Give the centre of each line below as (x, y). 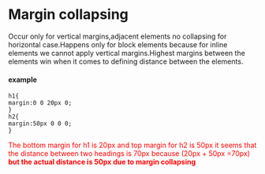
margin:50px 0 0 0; (40, 124)
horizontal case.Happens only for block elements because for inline (118, 44)
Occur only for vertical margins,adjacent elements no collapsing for (118, 36)
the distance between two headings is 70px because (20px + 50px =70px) (129, 154)
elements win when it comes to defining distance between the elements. (126, 61)
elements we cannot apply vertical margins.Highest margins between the (127, 53)
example (23, 80)
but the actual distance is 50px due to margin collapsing (102, 162)
